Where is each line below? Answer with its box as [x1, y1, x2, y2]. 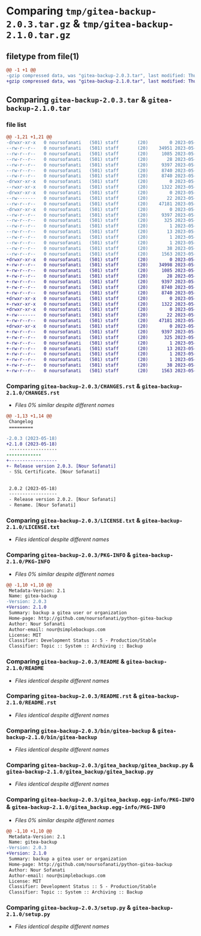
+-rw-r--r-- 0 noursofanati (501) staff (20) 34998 [6, 262, 172, 268]
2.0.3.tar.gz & [6, 17, 81, 31]
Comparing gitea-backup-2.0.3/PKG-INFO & [6, 551, 132, 559]
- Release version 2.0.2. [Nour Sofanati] [8, 497, 117, 503]
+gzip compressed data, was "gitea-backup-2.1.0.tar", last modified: [6, 78, 186, 84]
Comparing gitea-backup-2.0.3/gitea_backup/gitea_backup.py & [6, 761, 194, 770]
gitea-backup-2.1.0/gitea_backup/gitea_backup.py [6, 768, 154, 776]
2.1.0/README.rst [6, 699, 57, 706]
